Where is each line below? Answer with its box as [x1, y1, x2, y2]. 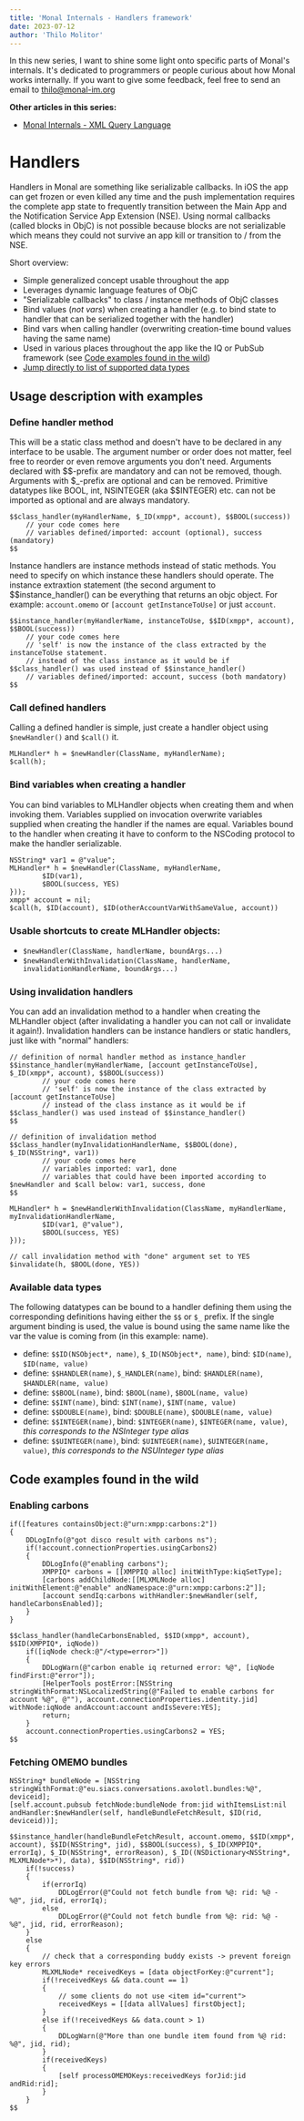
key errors [9, 1960, 51, 1969]
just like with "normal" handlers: [9, 1035, 129, 1046]
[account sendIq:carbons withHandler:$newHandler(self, [42, 1592, 258, 1601]
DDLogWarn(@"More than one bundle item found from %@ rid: [57, 2032, 287, 2041]
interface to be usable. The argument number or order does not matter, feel [9, 446, 292, 456]
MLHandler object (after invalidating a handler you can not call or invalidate [9, 1016, 291, 1027]
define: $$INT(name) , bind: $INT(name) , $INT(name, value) [22, 1397, 237, 1408]
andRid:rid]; [9, 2079, 59, 2089]
